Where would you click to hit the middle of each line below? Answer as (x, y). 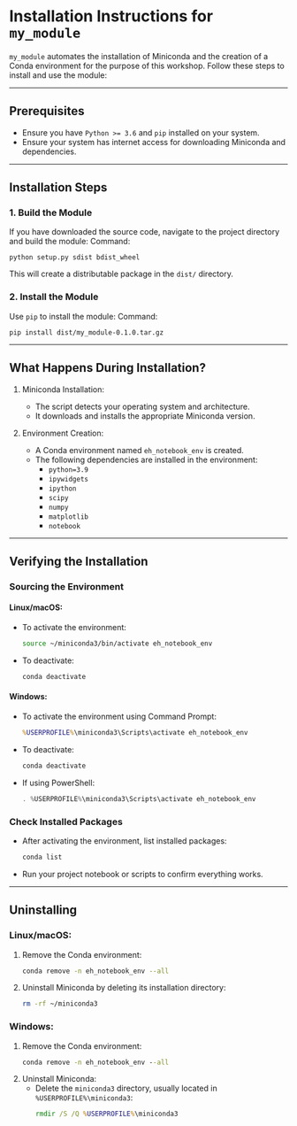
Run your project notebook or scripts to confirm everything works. (142, 874)
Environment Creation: (63, 433)
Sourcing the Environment (66, 586)
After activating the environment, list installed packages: (124, 841)
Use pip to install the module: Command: (84, 316)
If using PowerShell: (58, 783)
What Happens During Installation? (107, 368)
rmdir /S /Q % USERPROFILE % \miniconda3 (107, 1114)
